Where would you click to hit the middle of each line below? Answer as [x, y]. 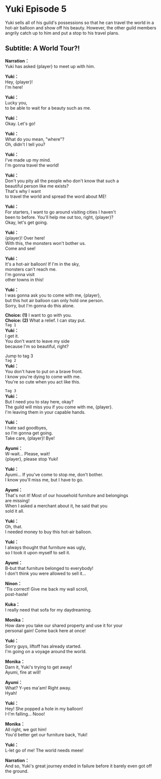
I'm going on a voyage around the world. [46, 651]
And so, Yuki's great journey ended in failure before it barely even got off [79, 766]
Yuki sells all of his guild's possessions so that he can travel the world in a [80, 23]
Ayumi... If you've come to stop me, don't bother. [54, 474]
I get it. [12, 336]
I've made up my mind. [28, 160]
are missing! [17, 500]
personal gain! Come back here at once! [46, 631]
